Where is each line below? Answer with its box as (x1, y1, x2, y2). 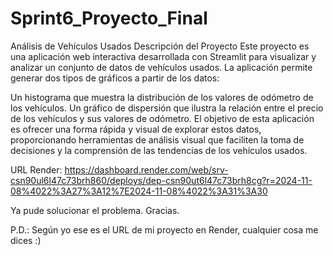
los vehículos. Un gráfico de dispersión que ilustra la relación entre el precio (10, 102, 324, 114)
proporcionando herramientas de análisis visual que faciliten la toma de (10, 133, 305, 146)
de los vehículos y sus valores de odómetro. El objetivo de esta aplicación (10, 112, 315, 124)
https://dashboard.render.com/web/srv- (64, 163, 229, 176)
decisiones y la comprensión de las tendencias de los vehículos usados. (10, 144, 308, 156)
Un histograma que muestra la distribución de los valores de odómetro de (10, 91, 314, 103)
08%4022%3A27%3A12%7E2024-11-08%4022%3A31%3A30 (10, 185, 268, 197)
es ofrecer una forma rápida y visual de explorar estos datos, (10, 123, 262, 135)
